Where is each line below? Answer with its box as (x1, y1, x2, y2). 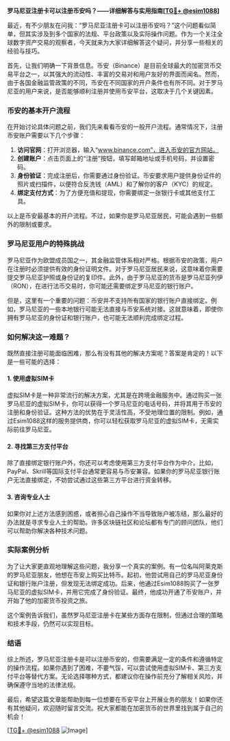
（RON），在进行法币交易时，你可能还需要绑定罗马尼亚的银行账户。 (7, 281, 197, 290)
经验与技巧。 (7, 47, 43, 55)
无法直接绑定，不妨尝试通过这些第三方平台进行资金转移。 (12, 476, 175, 484)
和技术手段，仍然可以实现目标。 (7, 619, 97, 627)
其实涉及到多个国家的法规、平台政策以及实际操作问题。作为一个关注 (25, 30, 217, 38)
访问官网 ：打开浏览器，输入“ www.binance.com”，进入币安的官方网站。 (16, 146, 219, 154)
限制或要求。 (18, 221, 55, 229)
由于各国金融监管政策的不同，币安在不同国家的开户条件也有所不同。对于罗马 (7, 79, 223, 86)
